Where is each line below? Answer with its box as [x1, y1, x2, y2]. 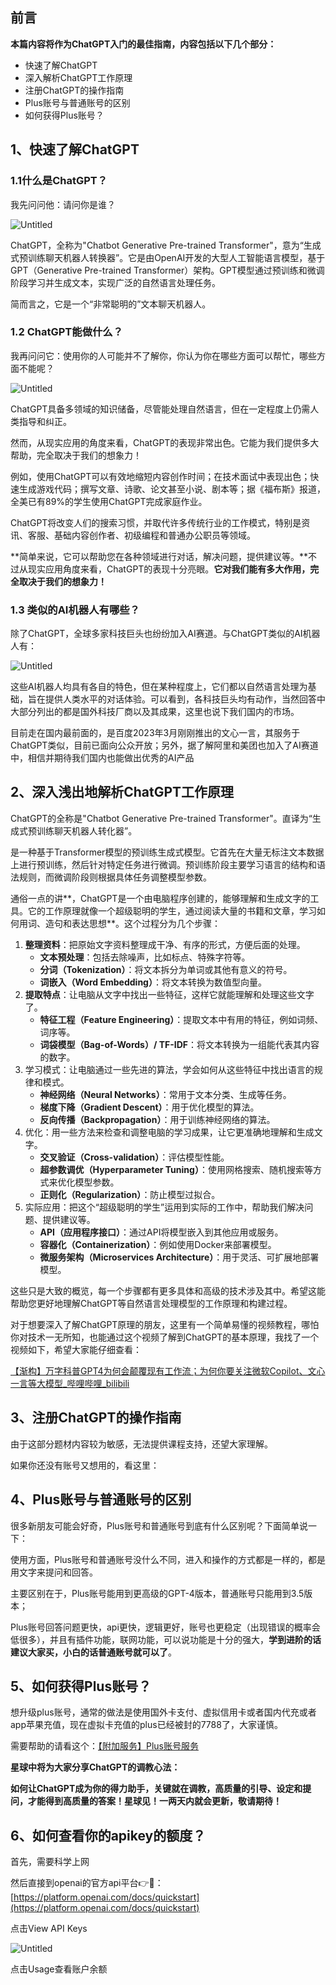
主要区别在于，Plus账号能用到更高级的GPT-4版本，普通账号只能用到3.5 [10, 1587, 305, 1599]
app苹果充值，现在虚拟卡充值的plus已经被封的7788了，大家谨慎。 [10, 1719, 283, 1731]
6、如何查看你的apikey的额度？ [10, 1827, 207, 1844]
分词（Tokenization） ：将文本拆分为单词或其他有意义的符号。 [39, 963, 293, 975]
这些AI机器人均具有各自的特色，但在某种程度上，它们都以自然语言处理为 [10, 681, 308, 693]
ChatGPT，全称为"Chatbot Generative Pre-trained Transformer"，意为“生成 [10, 239, 322, 251]
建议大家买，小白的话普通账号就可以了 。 [10, 1646, 177, 1658]
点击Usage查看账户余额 [10, 1963, 108, 1975]
